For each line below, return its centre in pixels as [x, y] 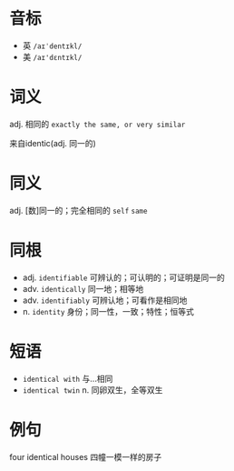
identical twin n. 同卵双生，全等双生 [93, 390]
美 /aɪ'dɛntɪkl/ [52, 56]
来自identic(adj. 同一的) [53, 143]
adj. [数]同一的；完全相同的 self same [78, 210]
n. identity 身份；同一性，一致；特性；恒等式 [108, 311]
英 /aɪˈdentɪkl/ [52, 45]
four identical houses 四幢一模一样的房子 [86, 456]
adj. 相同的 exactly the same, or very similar [97, 124]
